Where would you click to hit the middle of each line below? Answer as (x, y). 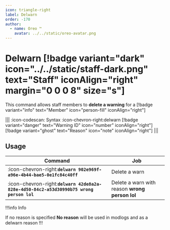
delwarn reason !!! (24, 222)
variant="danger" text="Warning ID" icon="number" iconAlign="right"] (79, 125)
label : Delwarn (21, 15)
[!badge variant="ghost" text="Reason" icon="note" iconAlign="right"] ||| (82, 130)
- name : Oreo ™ (26, 29)
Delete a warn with (133, 182)
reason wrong (128, 189)
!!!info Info (16, 207)
